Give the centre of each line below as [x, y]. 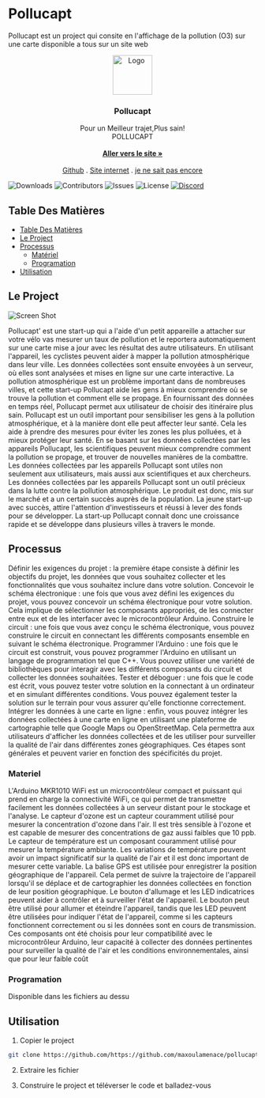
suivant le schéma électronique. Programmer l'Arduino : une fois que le [123, 644]
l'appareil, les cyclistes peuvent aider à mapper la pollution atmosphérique [129, 356]
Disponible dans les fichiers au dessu [69, 997]
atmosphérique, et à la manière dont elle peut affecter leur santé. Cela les [127, 423]
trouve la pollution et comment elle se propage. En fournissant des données [131, 398]
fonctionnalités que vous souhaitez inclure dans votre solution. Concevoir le [131, 585]
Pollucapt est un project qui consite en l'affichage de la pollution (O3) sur [127, 36]
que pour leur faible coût [48, 959]
